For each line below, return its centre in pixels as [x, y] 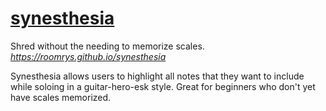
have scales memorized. [61, 97]
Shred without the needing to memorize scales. [107, 46]
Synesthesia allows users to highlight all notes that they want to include [157, 76]
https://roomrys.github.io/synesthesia [88, 56]
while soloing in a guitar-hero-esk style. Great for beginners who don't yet [163, 86]
